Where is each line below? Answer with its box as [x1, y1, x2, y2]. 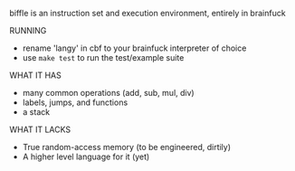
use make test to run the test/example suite [22, 52, 185, 62]
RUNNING [9, 25, 47, 35]
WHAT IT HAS [9, 70, 62, 81]
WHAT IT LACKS [9, 124, 71, 135]
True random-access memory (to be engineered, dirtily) [22, 142, 232, 152]
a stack [22, 107, 51, 117]
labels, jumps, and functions [22, 97, 128, 108]
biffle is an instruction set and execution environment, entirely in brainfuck [9, 8, 287, 18]
